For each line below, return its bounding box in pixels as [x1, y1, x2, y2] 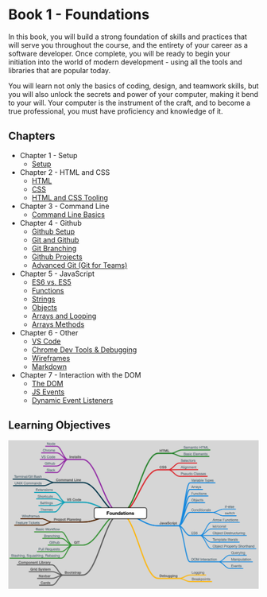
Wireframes [31, 353, 71, 362]
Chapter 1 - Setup [19, 150, 78, 160]
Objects [31, 302, 58, 312]
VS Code [31, 336, 61, 346]
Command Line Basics [31, 209, 106, 219]
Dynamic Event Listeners [31, 395, 114, 405]
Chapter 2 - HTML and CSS [19, 167, 110, 176]
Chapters [8, 130, 56, 143]
